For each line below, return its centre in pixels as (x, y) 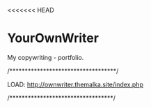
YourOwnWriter (53, 38)
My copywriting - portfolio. (46, 57)
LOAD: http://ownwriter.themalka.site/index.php (75, 84)
